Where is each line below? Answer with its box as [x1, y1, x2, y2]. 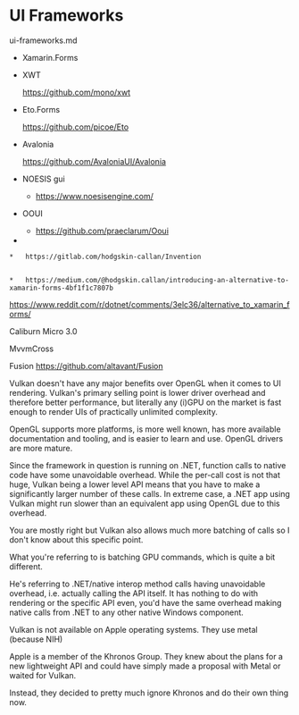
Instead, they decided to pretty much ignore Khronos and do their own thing [9, 687, 289, 698]
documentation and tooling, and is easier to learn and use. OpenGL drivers [9, 433, 284, 443]
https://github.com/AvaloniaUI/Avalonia [21, 156, 167, 166]
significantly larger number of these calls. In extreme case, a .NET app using [9, 488, 290, 499]
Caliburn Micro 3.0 [9, 325, 78, 336]
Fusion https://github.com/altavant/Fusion [9, 360, 163, 371]
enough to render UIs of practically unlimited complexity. [9, 406, 219, 416]
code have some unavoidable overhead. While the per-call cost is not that [9, 469, 281, 480]
